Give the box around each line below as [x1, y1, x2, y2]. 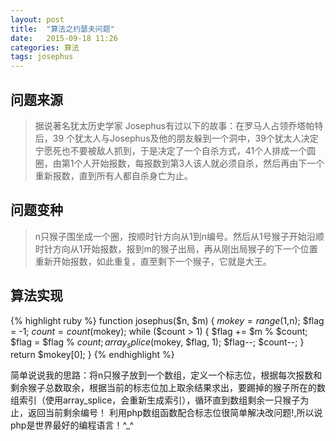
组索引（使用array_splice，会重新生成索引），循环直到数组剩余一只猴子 [10, 394, 301, 406]
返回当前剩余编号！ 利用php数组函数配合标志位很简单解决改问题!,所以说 [27, 407, 323, 419]
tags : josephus [10, 52, 74, 62]
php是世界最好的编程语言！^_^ [10, 419, 135, 431]
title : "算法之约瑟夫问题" [10, 24, 115, 34]
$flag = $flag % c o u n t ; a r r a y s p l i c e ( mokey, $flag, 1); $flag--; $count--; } [10, 336, 305, 350]
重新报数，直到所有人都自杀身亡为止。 [34, 169, 193, 181]
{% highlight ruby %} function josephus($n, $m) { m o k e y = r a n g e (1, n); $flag [10, 314, 325, 326]
